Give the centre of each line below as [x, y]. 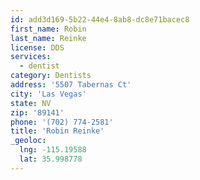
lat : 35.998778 [51, 159]
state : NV [31, 103]
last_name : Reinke [48, 38]
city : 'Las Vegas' [48, 94]
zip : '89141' [37, 112]
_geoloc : [28, 141]
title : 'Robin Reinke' [57, 131]
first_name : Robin [48, 29]
